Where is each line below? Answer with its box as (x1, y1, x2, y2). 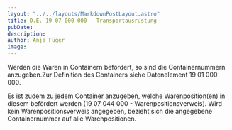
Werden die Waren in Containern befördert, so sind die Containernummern (7, 63, 226, 71)
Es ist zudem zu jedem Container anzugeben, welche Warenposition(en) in (7, 92, 226, 100)
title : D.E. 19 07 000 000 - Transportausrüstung (7, 17, 158, 24)
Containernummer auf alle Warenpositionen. (7, 114, 137, 123)
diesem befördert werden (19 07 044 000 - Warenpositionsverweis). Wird (7, 99, 222, 107)
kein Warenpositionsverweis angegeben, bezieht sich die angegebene (7, 107, 213, 115)
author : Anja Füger (7, 37, 65, 44)
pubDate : (7, 23, 33, 31)
